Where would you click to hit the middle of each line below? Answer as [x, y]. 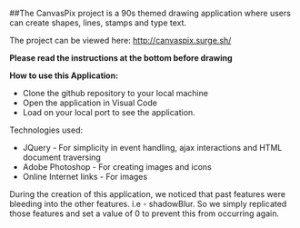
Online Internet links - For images [85, 177]
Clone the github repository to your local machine [115, 93]
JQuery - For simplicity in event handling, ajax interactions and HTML [152, 148]
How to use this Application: [64, 75]
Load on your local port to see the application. [109, 112]
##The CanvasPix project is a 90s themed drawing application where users [150, 13]
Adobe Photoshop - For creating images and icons [117, 167]
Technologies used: [46, 130]
